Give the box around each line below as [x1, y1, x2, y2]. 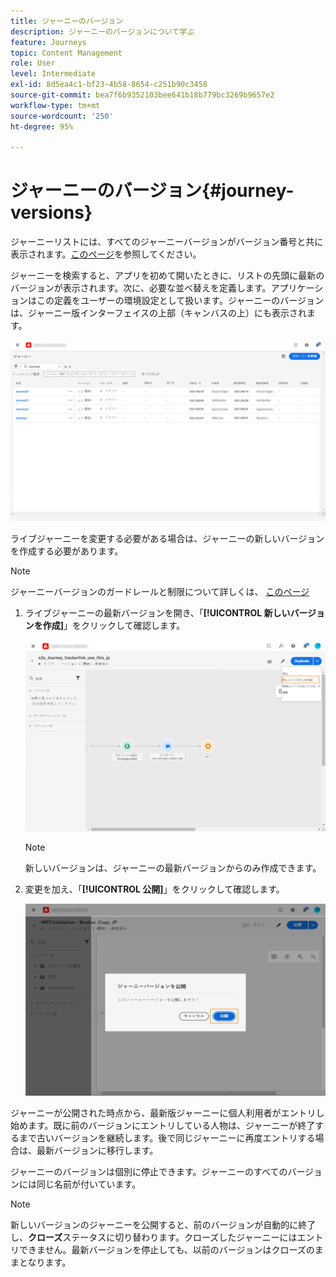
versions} [10, 201, 93, 224]
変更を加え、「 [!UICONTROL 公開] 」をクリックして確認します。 [24, 883, 285, 895]
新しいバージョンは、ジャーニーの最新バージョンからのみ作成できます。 [24, 861, 322, 874]
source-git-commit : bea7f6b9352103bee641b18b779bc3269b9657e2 [10, 90, 275, 100]
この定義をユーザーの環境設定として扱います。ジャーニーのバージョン [36, 295, 324, 307]
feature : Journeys [10, 37, 87, 47]
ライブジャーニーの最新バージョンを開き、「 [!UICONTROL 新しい [24, 606, 291, 619]
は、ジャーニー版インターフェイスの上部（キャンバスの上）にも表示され [10, 307, 308, 319]
